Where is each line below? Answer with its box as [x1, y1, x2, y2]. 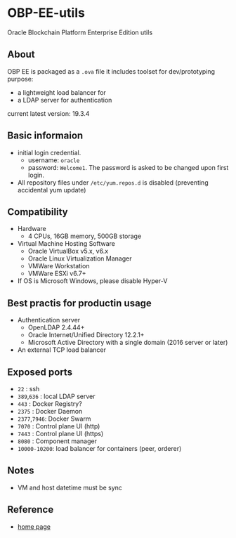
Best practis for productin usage [7, 297, 152, 309]
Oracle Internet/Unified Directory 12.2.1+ [27, 331, 145, 339]
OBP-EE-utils [7, 5, 86, 21]
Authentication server [17, 316, 81, 324]
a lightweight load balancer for [17, 88, 107, 96]
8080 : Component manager [17, 437, 97, 445]
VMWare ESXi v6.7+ [27, 269, 86, 278]
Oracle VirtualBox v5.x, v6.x [27, 247, 109, 256]
